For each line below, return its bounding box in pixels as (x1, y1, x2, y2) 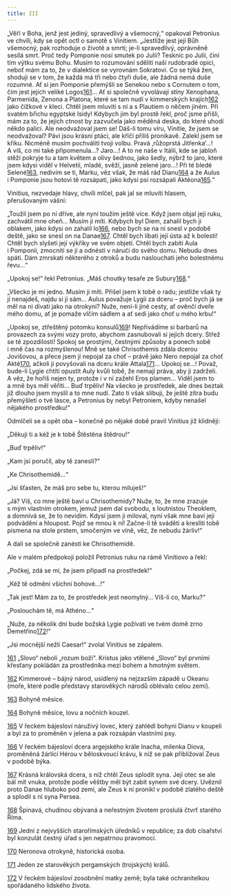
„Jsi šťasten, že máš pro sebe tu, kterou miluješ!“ (7, 483, 146, 491)
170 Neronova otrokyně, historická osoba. (7, 847, 125, 855)
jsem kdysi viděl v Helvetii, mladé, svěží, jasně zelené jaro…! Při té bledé (7, 161, 212, 169)
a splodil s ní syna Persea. (7, 792, 81, 800)
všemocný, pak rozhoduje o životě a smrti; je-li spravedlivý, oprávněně (7, 43, 208, 52)
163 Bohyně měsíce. (7, 695, 65, 703)
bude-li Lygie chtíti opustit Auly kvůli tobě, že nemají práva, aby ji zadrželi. (7, 367, 217, 375)
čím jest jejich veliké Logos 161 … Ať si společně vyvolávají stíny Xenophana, (7, 88, 221, 96)
